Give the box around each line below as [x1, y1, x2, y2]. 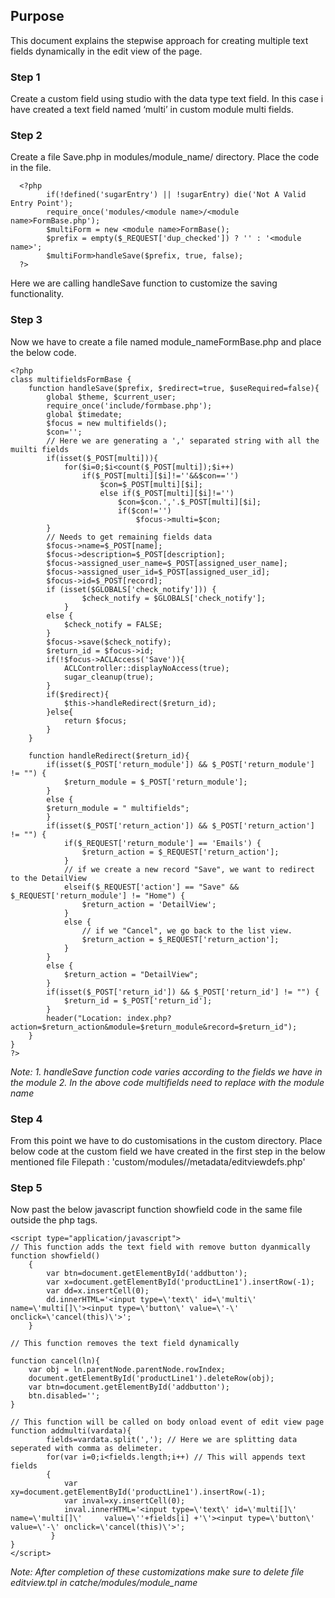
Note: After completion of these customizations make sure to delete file [10, 1566, 305, 1578]
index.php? [126, 1013, 172, 1023]
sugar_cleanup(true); [63, 672, 155, 682]
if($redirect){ [46, 689, 110, 699]
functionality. [10, 288, 65, 300]
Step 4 [10, 1112, 43, 1126]
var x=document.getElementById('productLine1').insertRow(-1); [46, 1277, 315, 1288]
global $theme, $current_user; [46, 392, 177, 402]
